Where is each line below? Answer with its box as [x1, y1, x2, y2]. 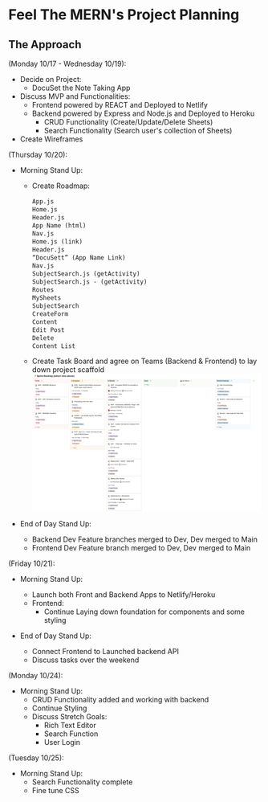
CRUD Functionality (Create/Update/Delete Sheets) [43, 117, 213, 126]
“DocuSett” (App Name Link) [31, 254, 126, 262]
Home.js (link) [31, 238, 83, 246]
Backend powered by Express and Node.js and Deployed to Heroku [31, 108, 255, 118]
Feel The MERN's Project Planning [8, 6, 240, 24]
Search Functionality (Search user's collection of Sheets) [43, 126, 233, 135]
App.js [31, 198, 55, 206]
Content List [31, 342, 76, 350]
